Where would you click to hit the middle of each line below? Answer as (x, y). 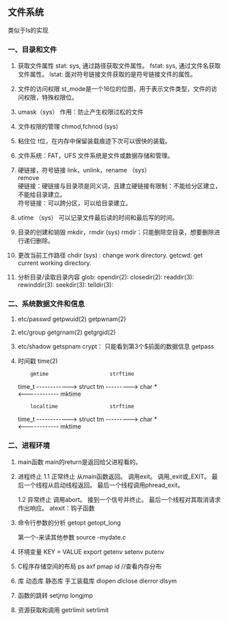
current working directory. (54, 263)
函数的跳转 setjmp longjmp (55, 595)
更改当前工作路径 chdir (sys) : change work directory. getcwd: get (110, 255)
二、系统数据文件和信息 (46, 304)
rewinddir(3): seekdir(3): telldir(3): (66, 285)
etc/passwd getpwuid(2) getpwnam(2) (72, 319)
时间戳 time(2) (38, 361)
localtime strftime (82, 407)
